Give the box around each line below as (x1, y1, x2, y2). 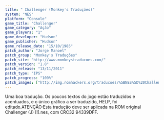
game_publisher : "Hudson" (5, 39, 58, 44)
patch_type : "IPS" (5, 71, 42, 76)
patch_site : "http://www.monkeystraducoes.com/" (5, 57, 106, 62)
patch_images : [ (5, 80, 38, 85)
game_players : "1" (5, 30, 42, 35)
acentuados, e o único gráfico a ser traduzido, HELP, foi (5, 98, 118, 104)
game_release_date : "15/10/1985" (5, 44, 73, 48)
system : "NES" (5, 12, 34, 17)
